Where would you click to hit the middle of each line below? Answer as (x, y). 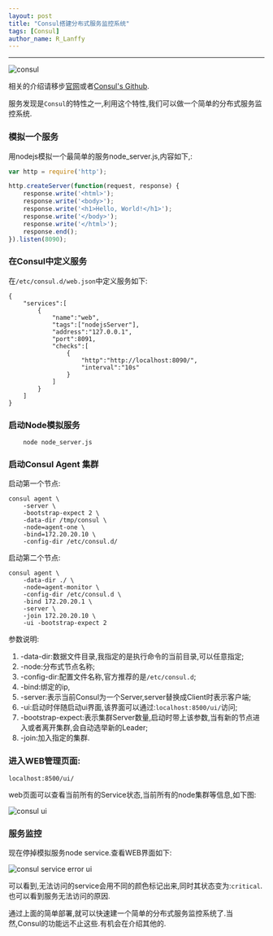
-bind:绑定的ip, (45, 687)
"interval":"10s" (110, 367)
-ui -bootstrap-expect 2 (65, 623)
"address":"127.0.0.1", (92, 332)
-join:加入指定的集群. (55, 738)
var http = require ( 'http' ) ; (58, 172)
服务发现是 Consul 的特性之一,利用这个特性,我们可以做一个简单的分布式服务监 (135, 103)
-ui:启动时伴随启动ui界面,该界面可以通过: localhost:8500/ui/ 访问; (129, 707)
